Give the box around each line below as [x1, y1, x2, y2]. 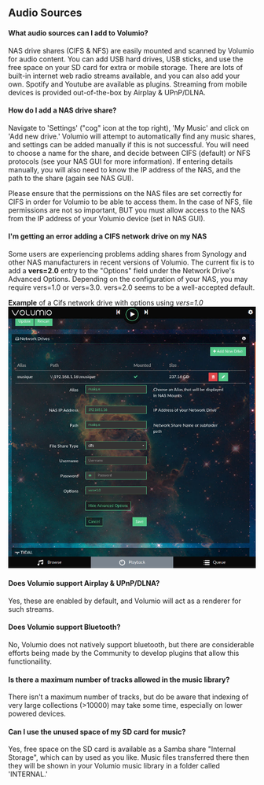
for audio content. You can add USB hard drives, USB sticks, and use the [8, 54, 244, 64]
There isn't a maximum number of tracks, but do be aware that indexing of [8, 692, 249, 702]
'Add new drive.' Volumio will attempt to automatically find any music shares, [8, 131, 256, 141]
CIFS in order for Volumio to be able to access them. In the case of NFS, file [8, 197, 253, 206]
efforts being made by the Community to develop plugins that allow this [8, 649, 240, 658]
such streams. [8, 604, 54, 613]
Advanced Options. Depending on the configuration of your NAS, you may [8, 275, 248, 283]
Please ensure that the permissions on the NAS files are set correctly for [8, 188, 243, 198]
